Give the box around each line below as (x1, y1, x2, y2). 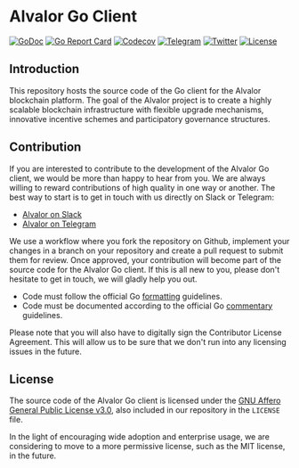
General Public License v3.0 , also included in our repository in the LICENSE (9, 405, 280, 415)
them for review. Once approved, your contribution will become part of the (9, 254, 282, 265)
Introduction (9, 62, 80, 77)
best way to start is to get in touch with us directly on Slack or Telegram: (9, 192, 274, 202)
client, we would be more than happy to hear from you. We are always (9, 172, 266, 184)
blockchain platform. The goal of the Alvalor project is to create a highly (9, 94, 272, 105)
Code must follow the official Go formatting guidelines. (21, 291, 222, 301)
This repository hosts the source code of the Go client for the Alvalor (9, 85, 262, 95)
